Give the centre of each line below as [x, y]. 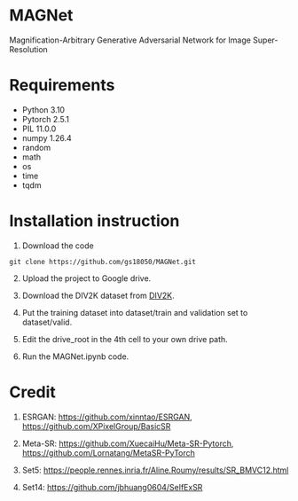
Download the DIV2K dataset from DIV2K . [98, 295]
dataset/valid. [47, 322]
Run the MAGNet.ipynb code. [75, 356]
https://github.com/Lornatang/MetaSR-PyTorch [108, 452]
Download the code [58, 246]
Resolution [29, 49]
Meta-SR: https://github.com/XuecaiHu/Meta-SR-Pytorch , [128, 443]
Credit [32, 392]
